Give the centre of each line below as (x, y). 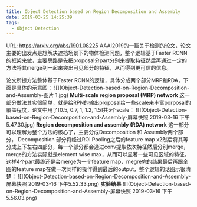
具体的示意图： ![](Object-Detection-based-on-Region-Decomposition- (103, 88)
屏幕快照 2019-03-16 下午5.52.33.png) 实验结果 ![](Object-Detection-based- (99, 184)
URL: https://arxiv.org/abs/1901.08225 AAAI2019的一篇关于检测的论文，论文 (98, 46)
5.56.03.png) (22, 198)
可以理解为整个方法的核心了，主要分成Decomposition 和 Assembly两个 (92, 132)
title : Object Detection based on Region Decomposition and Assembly (93, 12)
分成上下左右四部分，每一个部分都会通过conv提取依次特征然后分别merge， (97, 147)
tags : (13, 22)
